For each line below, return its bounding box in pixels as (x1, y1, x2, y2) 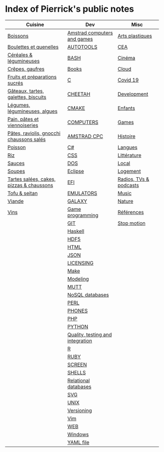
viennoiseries (7, 121, 39, 128)
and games (67, 35, 93, 42)
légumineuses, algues (7, 108, 58, 115)
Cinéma (117, 54, 136, 61)
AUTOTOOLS (67, 43, 98, 50)
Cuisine (26, 21, 44, 28)
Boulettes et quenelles (7, 43, 59, 50)
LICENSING (67, 260, 94, 266)
